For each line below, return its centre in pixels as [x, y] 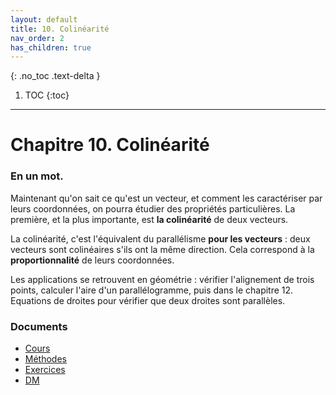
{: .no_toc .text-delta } [55, 76]
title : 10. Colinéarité [60, 29]
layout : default [44, 19]
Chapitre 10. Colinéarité [110, 145]
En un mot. [37, 176]
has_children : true [51, 47]
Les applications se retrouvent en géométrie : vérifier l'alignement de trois [162, 279]
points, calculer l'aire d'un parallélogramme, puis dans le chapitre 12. [152, 290]
